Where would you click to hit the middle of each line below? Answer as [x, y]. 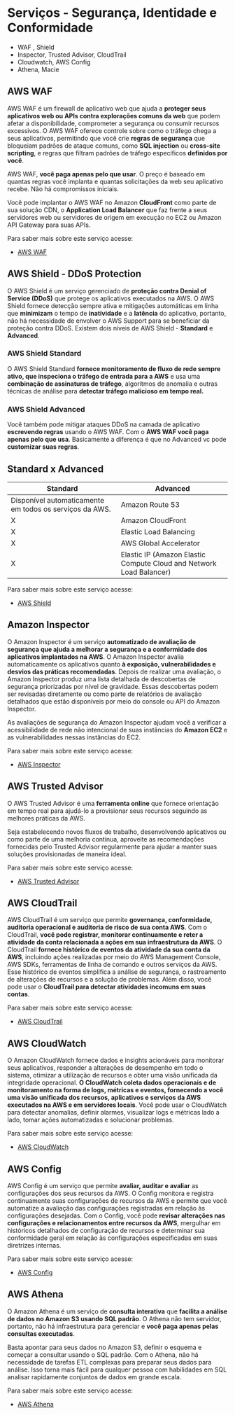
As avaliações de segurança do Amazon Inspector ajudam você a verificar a [117, 722]
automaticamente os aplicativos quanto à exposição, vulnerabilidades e [112, 664]
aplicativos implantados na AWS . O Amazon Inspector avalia [95, 657]
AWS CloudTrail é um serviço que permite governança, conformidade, [110, 920]
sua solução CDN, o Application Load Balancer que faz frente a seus [107, 210]
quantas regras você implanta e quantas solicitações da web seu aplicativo [115, 181]
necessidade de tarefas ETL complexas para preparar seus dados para [109, 1362]
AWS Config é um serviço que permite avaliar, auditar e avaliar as [103, 1186]
